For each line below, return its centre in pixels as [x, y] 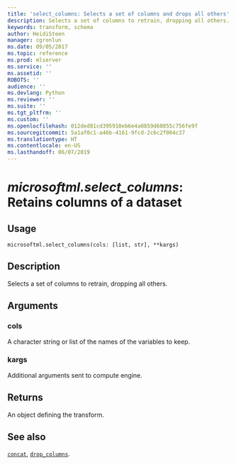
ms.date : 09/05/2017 [38, 47]
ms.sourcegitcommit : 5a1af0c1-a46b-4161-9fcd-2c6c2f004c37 [96, 133]
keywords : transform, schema [50, 27]
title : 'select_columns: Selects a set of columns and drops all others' [119, 14]
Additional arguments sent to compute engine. [75, 375]
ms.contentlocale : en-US [44, 146]
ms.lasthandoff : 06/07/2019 [49, 152]
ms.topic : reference [38, 54]
